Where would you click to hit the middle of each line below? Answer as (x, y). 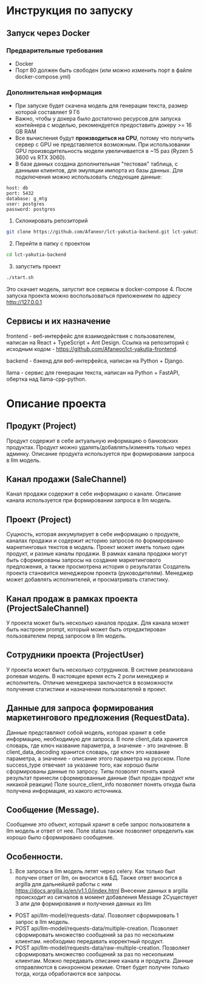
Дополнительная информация (54, 92)
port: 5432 (20, 193)
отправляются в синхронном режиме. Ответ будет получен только (102, 967)
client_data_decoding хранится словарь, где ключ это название (88, 752)
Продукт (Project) (42, 426)
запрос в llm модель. (42, 922)
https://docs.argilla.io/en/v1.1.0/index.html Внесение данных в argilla (101, 891)
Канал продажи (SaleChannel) (66, 479)
